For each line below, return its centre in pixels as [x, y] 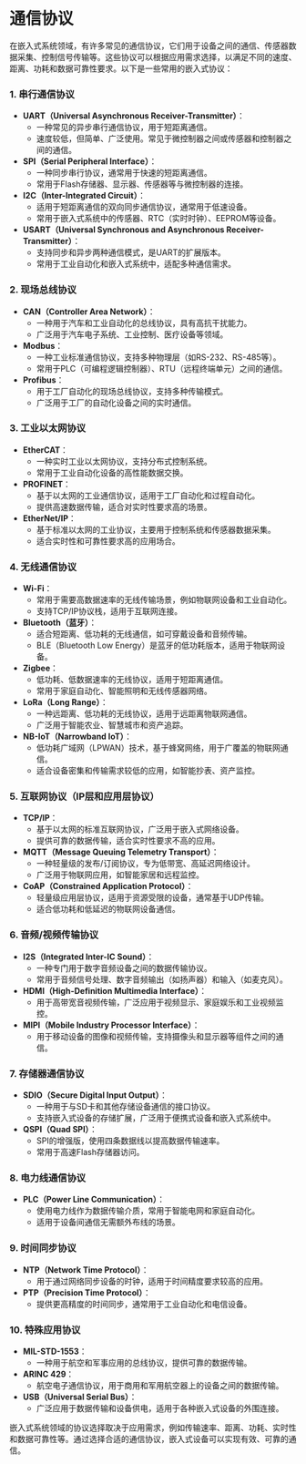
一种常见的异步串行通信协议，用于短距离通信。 [124, 128]
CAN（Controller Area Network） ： [89, 312]
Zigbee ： [41, 668]
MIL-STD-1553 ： [55, 1351]
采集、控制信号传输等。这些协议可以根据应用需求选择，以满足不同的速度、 [157, 56]
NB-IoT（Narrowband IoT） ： [77, 737]
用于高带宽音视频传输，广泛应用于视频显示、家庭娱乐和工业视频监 [160, 1002]
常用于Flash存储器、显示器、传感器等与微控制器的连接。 [142, 184]
